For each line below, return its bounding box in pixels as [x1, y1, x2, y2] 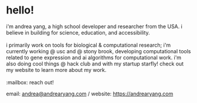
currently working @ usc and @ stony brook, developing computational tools [6, 47, 191, 54]
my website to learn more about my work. [6, 66, 107, 73]
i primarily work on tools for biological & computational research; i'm [6, 42, 171, 49]
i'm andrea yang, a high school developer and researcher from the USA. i [6, 23, 183, 30]
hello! [6, 4, 34, 17]
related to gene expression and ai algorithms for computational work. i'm [6, 54, 182, 61]
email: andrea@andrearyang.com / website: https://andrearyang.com [6, 90, 174, 97]
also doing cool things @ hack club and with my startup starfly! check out [6, 60, 184, 67]
